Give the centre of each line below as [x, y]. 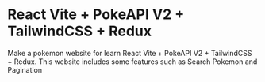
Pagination [25, 69]
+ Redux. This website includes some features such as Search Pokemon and [132, 61]
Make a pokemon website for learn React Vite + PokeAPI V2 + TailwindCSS [130, 53]
